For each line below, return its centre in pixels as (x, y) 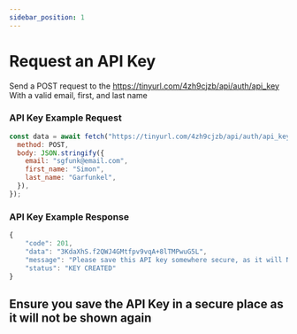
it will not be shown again (80, 318)
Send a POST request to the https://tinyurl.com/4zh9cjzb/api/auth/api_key (145, 86)
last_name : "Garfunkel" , (71, 178)
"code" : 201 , (49, 244)
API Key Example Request (65, 118)
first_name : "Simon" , (65, 169)
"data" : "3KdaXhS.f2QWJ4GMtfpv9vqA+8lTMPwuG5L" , (116, 252)
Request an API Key (83, 61)
